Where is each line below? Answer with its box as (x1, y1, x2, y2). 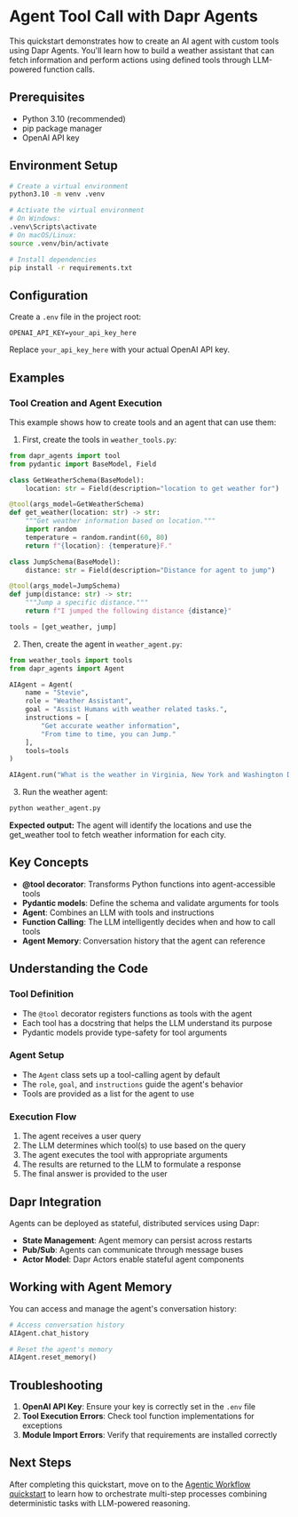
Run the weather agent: (21, 787, 108, 798)
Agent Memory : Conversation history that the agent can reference (21, 935, 266, 946)
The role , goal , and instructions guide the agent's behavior (21, 1079, 244, 1089)
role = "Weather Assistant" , (25, 696, 133, 706)
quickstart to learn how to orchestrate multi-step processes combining (9, 1488, 268, 1499)
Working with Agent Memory (9, 1280, 173, 1295)
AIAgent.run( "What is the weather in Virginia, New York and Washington (9, 771, 284, 780)
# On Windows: (9, 214, 62, 223)
